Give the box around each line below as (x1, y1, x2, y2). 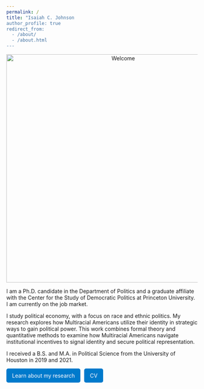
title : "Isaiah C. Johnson (6, 15, 75, 21)
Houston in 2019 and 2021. (6, 357, 73, 363)
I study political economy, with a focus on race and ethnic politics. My (6, 312, 181, 320)
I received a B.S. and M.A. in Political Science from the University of (6, 350, 176, 357)
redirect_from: (6, 26, 45, 32)
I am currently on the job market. (6, 301, 88, 307)
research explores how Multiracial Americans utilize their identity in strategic (6, 319, 198, 326)
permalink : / (6, 9, 39, 15)
